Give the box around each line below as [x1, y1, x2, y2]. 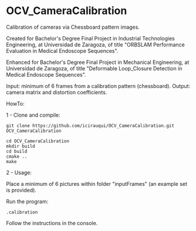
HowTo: [6, 100, 25, 107]
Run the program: [6, 198, 49, 205]
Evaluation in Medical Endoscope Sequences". [6, 47, 119, 54]
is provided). [6, 186, 37, 193]
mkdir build [6, 143, 35, 149]
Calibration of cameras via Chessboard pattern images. [6, 23, 140, 30]
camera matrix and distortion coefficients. [6, 89, 107, 96]
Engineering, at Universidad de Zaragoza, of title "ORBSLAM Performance [6, 41, 185, 48]
